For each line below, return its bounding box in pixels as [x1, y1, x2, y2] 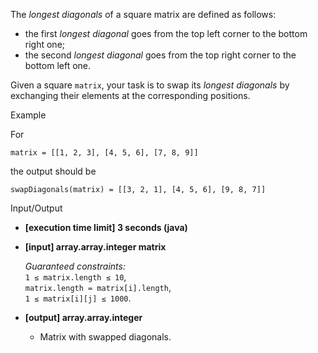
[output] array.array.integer [24, 312, 143, 323]
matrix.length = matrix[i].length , [24, 282, 172, 293]
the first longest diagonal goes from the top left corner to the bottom [24, 28, 308, 39]
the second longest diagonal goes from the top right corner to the [24, 49, 297, 61]
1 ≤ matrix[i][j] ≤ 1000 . [24, 292, 132, 304]
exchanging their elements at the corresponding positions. [10, 90, 251, 101]
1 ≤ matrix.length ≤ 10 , [24, 271, 127, 283]
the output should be [10, 165, 97, 177]
